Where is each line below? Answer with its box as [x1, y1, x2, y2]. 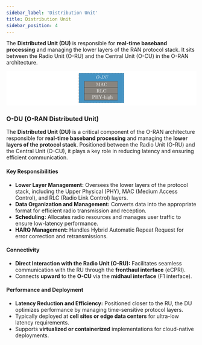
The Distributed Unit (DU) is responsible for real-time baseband [6, 40, 168, 47]
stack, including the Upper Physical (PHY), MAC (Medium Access [14, 188, 178, 195]
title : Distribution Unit [6, 16, 71, 22]
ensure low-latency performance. [14, 220, 98, 227]
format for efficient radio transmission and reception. [14, 207, 147, 214]
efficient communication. [6, 154, 68, 161]
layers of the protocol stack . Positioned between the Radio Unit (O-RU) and [6, 141, 195, 148]
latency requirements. [14, 318, 69, 326]
